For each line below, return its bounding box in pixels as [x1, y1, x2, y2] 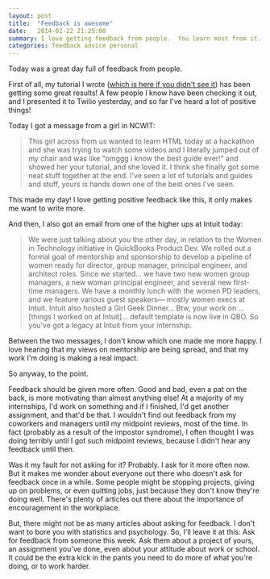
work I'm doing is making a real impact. [8, 353, 139, 363]
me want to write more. [8, 203, 85, 214]
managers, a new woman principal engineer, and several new [27, 277, 232, 287]
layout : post [8, 11, 52, 20]
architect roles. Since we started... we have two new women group [27, 269, 250, 279]
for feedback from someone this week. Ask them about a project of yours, [8, 535, 254, 545]
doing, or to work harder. [8, 561, 91, 571]
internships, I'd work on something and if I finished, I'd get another [8, 402, 230, 411]
